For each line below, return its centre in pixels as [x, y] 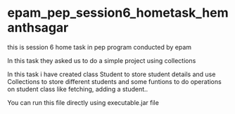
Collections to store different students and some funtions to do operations [114, 81]
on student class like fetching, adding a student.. [78, 89]
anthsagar [38, 28]
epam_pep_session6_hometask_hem [118, 13]
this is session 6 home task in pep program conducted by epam [100, 47]
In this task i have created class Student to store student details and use [112, 74]
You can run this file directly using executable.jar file [83, 102]
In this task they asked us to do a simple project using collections [102, 60]
